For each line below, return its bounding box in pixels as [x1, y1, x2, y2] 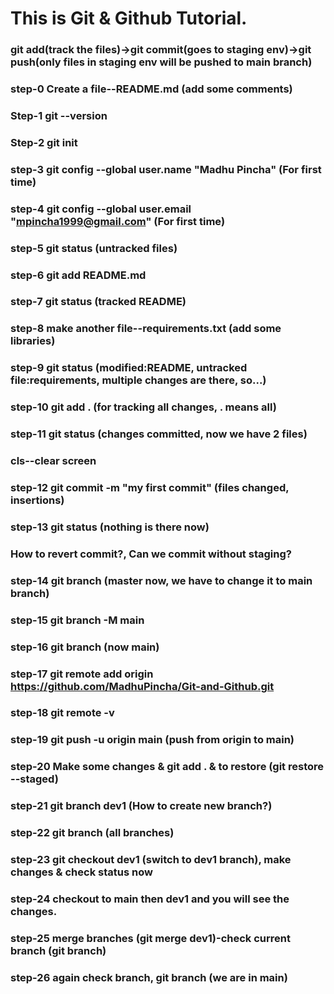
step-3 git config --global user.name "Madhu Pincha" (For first [10, 162, 322, 176]
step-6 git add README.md [10, 268, 147, 282]
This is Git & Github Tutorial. [10, 7, 248, 30]
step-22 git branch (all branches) [10, 826, 175, 840]
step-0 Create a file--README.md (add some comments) [10, 82, 293, 96]
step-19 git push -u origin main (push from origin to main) [10, 733, 295, 747]
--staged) [10, 772, 59, 786]
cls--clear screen [10, 454, 97, 468]
